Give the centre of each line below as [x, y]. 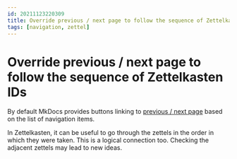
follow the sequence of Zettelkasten [115, 77]
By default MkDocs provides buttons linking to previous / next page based [115, 112]
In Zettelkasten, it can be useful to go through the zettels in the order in [110, 133]
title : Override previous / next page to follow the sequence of [105, 20]
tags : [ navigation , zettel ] [49, 27]
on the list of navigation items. [51, 119]
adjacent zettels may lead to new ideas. [65, 148]
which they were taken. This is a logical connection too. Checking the [108, 140]
